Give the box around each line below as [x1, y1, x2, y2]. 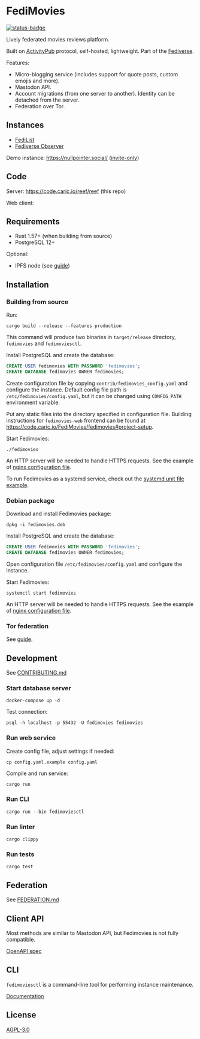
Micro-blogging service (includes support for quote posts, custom [14, 70, 178, 78]
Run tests [6, 850, 35, 859]
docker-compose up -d [6, 697, 60, 704]
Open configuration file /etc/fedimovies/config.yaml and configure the [6, 560, 183, 568]
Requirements [6, 216, 60, 227]
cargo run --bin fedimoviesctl [6, 809, 84, 815]
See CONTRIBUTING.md [6, 669, 67, 676]
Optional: [6, 251, 29, 258]
